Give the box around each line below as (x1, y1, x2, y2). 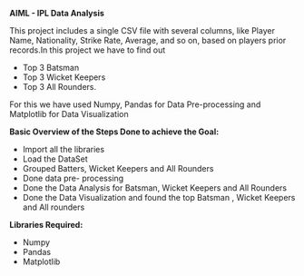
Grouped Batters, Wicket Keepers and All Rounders (22, 163, 214, 173)
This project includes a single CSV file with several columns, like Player (9, 25, 275, 35)
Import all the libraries (22, 144, 105, 154)
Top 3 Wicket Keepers (22, 72, 106, 83)
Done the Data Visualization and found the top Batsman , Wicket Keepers (22, 192, 296, 202)
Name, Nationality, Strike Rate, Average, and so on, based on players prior (9, 35, 287, 45)
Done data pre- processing (22, 172, 124, 183)
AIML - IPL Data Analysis (9, 8, 104, 18)
